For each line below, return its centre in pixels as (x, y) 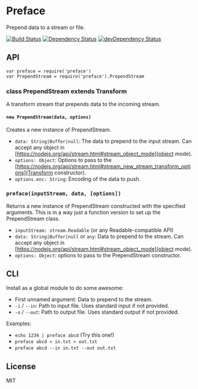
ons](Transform (34, 173)
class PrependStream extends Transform (67, 91)
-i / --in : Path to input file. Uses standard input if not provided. (92, 306)
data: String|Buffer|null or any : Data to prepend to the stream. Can (99, 236)
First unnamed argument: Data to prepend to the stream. (84, 299)
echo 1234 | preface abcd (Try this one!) (64, 335)
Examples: (19, 324)
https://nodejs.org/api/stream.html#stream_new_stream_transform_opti (104, 167)
